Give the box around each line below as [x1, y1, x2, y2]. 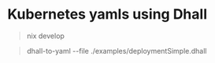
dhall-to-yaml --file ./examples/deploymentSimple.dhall [26, 46, 207, 55]
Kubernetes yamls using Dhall [7, 5, 208, 23]
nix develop [26, 31, 65, 40]
